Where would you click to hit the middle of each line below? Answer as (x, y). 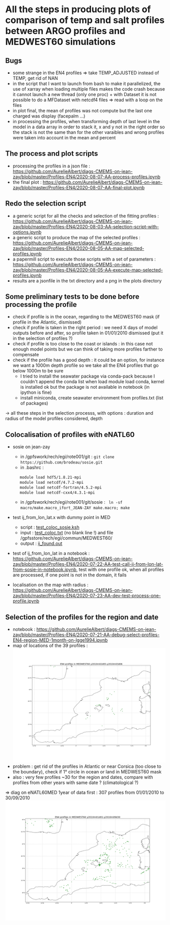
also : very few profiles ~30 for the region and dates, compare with (83, 777)
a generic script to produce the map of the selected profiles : (77, 237)
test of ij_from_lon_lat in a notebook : (51, 554)
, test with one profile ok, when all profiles (120, 570)
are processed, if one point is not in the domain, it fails (69, 575)
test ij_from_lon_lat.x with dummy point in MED (62, 517)
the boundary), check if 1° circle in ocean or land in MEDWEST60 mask (87, 772)
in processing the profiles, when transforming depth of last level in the (86, 121)
